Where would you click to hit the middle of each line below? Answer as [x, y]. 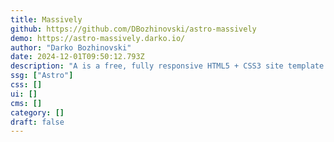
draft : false [37, 122]
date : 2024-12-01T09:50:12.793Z [77, 57]
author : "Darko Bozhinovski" [71, 47]
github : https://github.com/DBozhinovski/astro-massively [133, 29]
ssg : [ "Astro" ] [42, 76]
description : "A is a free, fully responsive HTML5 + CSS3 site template [167, 66]
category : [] [37, 112]
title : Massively [46, 19]
